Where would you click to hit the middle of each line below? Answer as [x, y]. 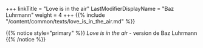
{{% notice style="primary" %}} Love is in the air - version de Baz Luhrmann [101, 33]
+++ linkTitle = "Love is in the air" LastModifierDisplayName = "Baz [90, 9]
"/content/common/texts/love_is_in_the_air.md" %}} [71, 21]
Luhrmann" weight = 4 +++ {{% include [55, 15]
